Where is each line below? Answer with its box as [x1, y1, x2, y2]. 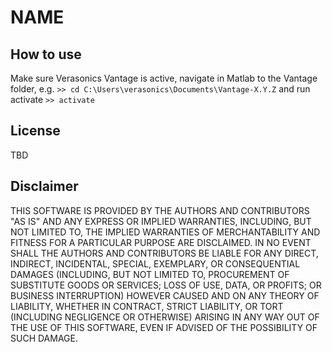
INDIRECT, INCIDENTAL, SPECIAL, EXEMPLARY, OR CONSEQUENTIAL [10, 257, 301, 270]
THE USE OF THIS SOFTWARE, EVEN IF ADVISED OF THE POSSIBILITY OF [10, 321, 318, 333]
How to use [10, 46, 82, 63]
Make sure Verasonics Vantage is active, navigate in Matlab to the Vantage [10, 72, 318, 84]
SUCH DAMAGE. [10, 332, 78, 344]
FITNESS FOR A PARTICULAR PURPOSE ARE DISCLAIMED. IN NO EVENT [10, 236, 312, 248]
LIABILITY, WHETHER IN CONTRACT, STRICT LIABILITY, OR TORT [10, 300, 284, 312]
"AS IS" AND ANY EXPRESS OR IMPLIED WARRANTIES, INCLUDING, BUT [10, 215, 312, 227]
